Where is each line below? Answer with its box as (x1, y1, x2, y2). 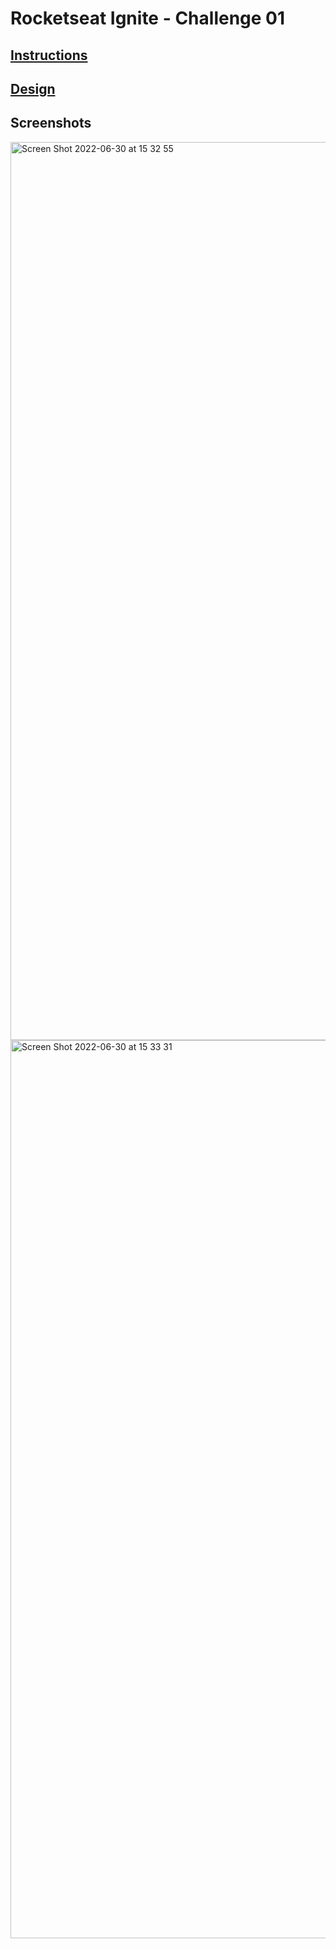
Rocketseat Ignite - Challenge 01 (10, 7, 286, 30)
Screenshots (10, 115, 92, 132)
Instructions (10, 47, 88, 64)
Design (10, 80, 56, 97)
